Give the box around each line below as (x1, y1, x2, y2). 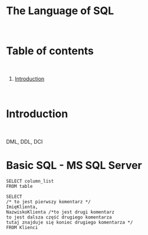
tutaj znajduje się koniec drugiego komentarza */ (6, 219, 133, 225)
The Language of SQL (6, 4, 114, 18)
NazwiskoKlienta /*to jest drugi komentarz (6, 209, 115, 215)
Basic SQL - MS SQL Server (6, 159, 143, 172)
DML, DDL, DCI (6, 138, 43, 145)
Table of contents (6, 44, 94, 58)
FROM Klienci (6, 224, 38, 230)
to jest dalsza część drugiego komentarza (6, 214, 112, 220)
